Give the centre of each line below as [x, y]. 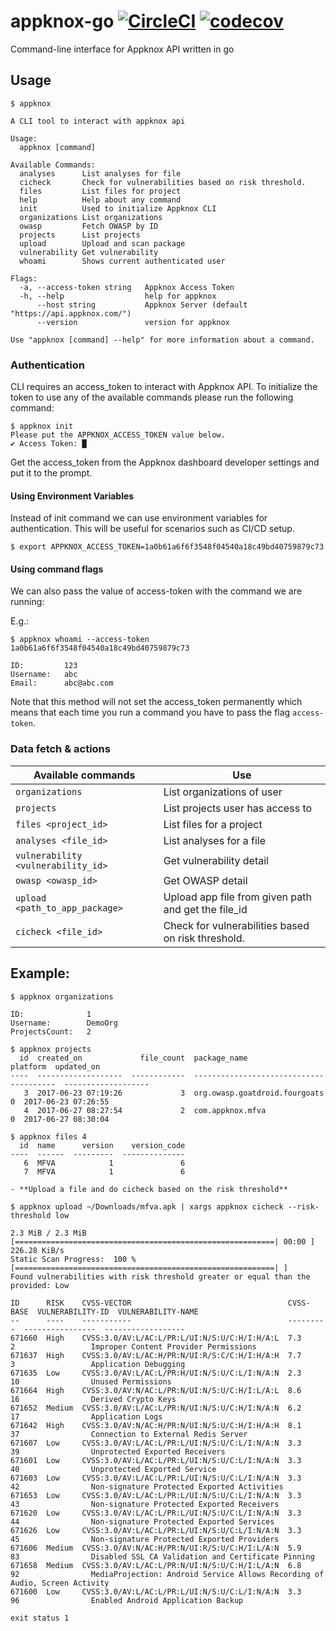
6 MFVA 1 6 [104, 1163]
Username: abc [44, 675]
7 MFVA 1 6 [104, 1171]
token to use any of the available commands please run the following [152, 397]
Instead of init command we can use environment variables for [139, 518]
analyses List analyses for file [100, 173]
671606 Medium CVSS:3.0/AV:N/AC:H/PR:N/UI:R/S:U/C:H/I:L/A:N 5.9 [156, 1548]
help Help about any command [100, 200]
